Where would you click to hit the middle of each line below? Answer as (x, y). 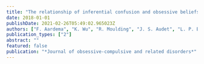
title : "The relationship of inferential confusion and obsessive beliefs (103, 12)
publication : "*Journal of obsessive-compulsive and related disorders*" (102, 52)
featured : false (27, 46)
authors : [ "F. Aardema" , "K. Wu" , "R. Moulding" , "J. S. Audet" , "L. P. (100, 29)
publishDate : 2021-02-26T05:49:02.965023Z (61, 23)
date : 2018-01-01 (28, 18)
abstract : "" (23, 40)
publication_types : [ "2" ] (39, 35)
